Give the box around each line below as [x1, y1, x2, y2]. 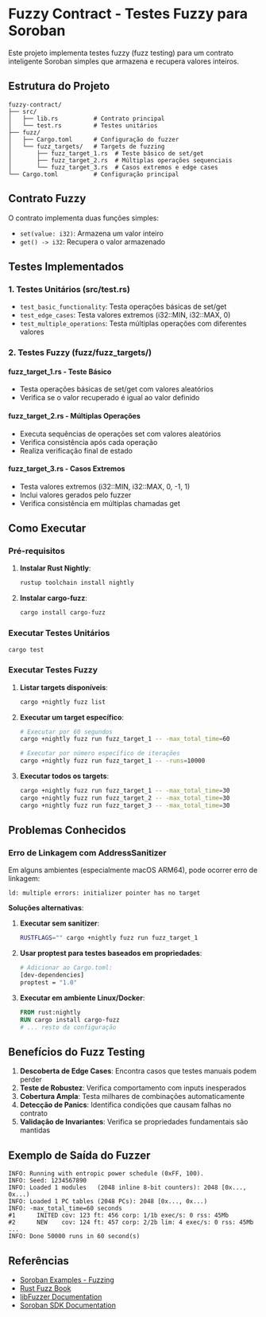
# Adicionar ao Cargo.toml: [19, 964, 113, 972]
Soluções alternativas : [8, 903, 84, 913]
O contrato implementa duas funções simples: [8, 212, 159, 223]
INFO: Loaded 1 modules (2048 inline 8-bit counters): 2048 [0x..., [8, 1183, 247, 1192]
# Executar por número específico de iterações [19, 750, 180, 758]
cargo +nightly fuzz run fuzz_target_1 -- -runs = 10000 [19, 757, 206, 765]
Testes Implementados [8, 259, 125, 273]
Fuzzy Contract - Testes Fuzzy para [8, 5, 249, 23]
